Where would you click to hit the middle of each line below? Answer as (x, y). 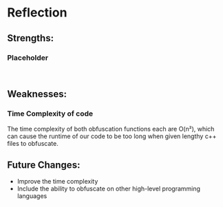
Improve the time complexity (57, 182)
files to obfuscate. (33, 143)
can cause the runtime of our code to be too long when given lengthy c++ (112, 136)
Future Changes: (44, 165)
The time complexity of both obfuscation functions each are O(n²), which (111, 129)
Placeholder (28, 58)
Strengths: (30, 38)
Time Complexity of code (50, 113)
